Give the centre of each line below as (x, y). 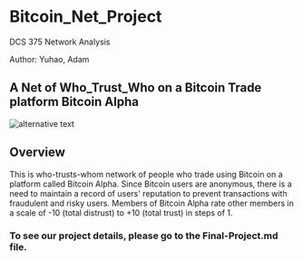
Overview (38, 153)
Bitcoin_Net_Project (86, 17)
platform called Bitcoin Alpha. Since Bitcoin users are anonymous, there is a (151, 184)
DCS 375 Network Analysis (60, 42)
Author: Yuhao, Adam (49, 59)
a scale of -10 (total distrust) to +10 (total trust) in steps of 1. (121, 212)
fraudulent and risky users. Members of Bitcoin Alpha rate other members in (152, 203)
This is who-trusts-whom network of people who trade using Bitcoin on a (146, 174)
